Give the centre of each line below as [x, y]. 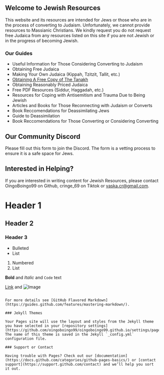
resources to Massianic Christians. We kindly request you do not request [78, 30]
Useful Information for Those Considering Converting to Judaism [77, 64]
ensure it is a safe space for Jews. [40, 153]
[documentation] [111, 356]
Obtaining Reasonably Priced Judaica [50, 85]
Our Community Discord [43, 136]
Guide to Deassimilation [36, 116]
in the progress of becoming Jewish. [42, 41]
